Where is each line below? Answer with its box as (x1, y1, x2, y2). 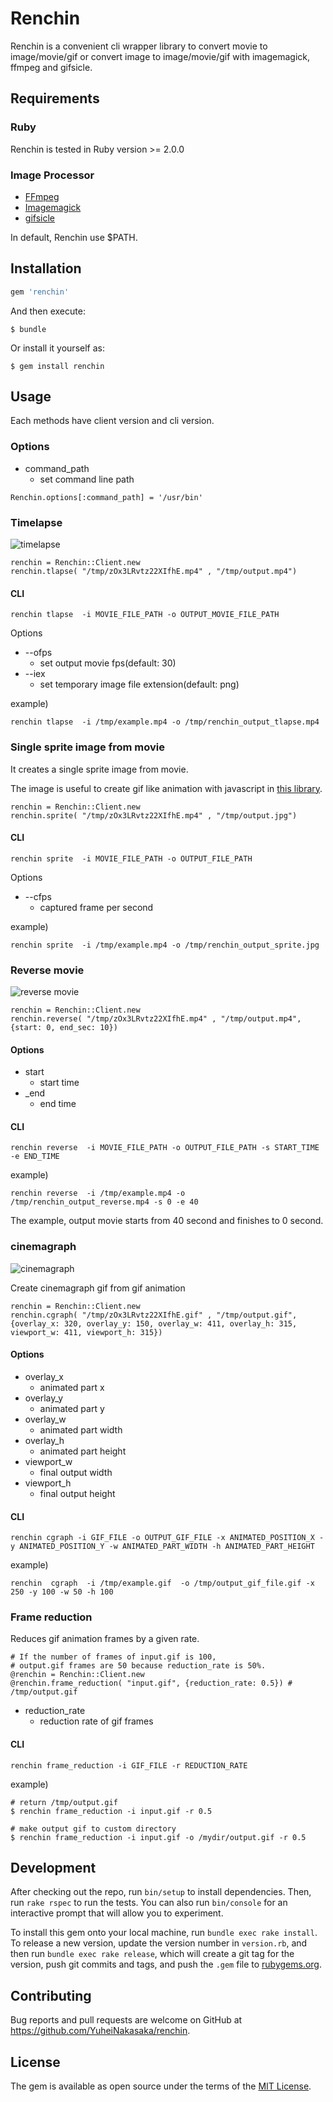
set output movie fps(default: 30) (39, 657, 177, 669)
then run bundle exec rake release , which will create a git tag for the (10, 1948, 295, 1960)
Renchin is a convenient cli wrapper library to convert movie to (10, 40, 268, 52)
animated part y (39, 1402, 105, 1414)
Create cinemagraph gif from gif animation (10, 1282, 186, 1294)
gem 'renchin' (10, 287, 70, 297)
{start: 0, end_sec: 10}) (10, 1023, 118, 1033)
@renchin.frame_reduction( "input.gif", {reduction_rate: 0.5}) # (10, 1678, 293, 1689)
